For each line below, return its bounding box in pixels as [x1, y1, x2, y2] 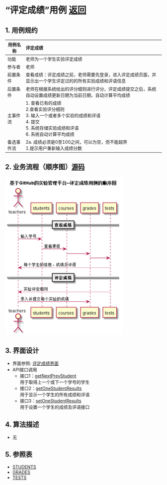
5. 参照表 [5, 450, 32, 459]
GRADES [12, 469, 31, 475]
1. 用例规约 [5, 26, 38, 34]
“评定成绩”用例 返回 [5, 4, 86, 16]
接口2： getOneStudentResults [19, 385, 82, 392]
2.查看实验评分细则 [25, 106, 65, 112]
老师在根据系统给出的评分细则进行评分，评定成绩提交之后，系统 [25, 86, 157, 92]
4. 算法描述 [5, 420, 39, 429]
